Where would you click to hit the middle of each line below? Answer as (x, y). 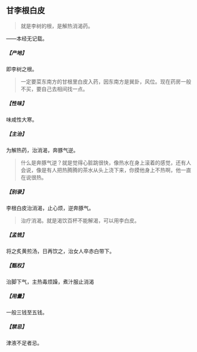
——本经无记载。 (27, 38)
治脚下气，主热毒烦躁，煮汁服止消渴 (50, 281)
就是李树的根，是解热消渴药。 (57, 26)
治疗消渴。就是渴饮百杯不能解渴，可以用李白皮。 (80, 221)
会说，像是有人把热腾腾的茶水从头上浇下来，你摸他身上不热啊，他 (101, 170)
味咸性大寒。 (22, 119)
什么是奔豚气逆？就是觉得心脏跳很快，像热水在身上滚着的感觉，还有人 (106, 162)
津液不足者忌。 (24, 343)
